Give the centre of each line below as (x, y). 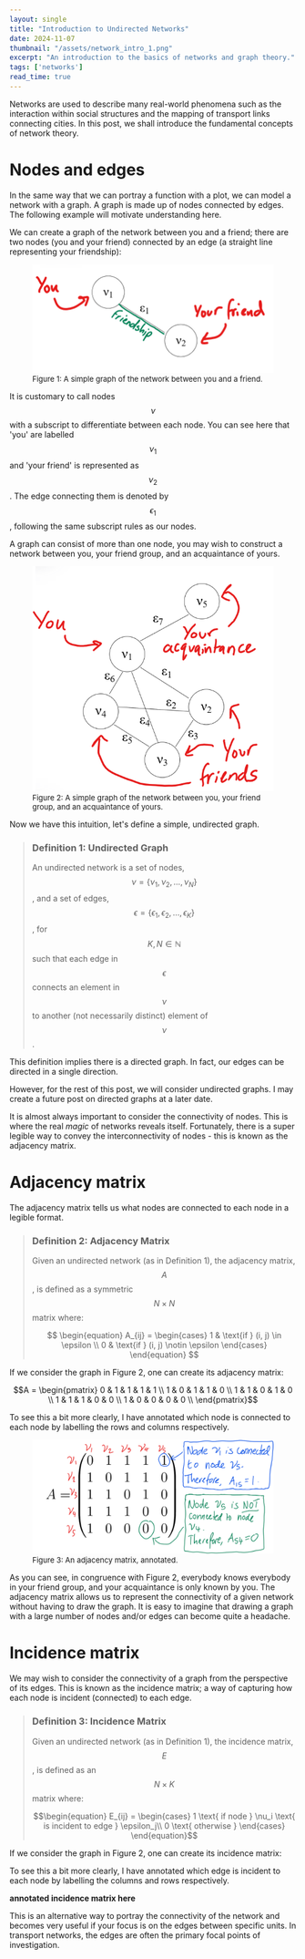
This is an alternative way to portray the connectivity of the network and (145, 1915)
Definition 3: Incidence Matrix (99, 1721)
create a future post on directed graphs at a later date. (111, 1099)
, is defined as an (64, 1769)
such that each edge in (75, 959)
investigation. (35, 1944)
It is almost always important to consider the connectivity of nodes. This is (149, 1117)
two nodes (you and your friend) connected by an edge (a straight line (141, 242)
